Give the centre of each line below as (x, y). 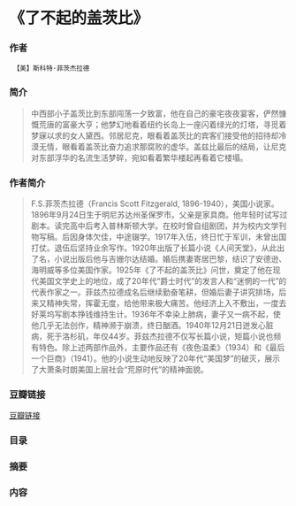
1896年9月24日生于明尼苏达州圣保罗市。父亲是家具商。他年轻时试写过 (159, 215)
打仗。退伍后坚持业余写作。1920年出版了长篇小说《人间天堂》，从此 (154, 248)
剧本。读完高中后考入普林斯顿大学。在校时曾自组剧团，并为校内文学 (155, 226)
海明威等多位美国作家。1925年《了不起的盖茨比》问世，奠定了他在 (152, 270)
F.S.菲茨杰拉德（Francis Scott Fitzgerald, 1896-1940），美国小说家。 (155, 203)
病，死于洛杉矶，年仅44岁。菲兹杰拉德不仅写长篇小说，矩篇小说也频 (156, 336)
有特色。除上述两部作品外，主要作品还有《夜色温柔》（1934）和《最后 (158, 348)
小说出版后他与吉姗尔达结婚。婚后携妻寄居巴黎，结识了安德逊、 (171, 259)
